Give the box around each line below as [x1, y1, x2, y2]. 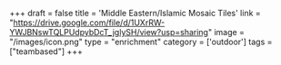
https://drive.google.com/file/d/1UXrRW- [13, 17, 166, 28]
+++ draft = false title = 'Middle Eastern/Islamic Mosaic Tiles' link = [9, 8, 261, 18]
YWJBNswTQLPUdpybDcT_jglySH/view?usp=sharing [9, 27, 209, 37]
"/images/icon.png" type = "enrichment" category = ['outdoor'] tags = [9, 36, 273, 47]
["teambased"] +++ [9, 46, 84, 57]
